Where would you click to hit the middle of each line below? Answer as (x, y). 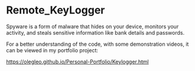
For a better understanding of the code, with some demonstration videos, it (97, 44)
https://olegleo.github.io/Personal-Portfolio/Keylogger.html (77, 62)
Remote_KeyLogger (56, 10)
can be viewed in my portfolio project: (52, 50)
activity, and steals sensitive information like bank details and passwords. (95, 32)
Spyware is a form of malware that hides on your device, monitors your (92, 26)
